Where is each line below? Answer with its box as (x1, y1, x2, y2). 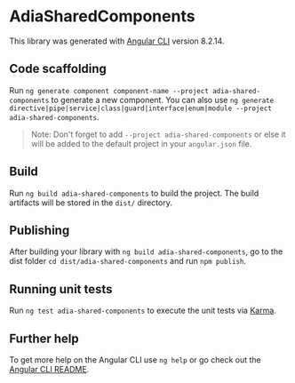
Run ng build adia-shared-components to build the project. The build (9, 188, 259, 198)
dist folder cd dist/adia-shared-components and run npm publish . (9, 256, 247, 267)
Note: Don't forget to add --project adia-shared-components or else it (30, 129, 286, 140)
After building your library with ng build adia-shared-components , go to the (9, 246, 283, 257)
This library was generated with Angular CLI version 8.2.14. (9, 36, 225, 46)
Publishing (9, 222, 70, 237)
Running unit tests (9, 282, 113, 297)
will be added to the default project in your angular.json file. (30, 138, 252, 148)
